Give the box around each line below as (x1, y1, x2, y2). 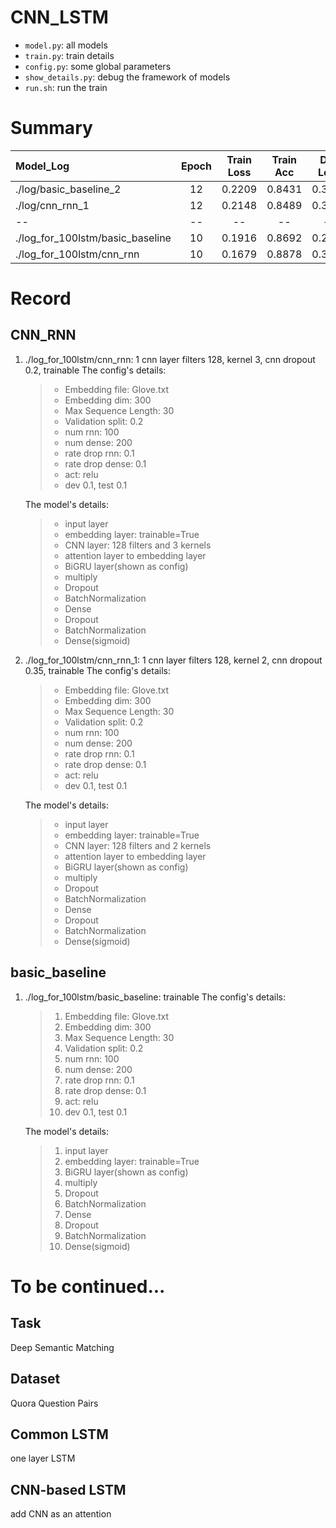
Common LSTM (10, 1426, 109, 1443)
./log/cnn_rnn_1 (15, 198, 90, 212)
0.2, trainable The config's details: (24, 364, 167, 376)
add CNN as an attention (10, 1508, 112, 1520)
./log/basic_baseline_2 (15, 182, 122, 196)
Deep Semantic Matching (10, 1341, 115, 1353)
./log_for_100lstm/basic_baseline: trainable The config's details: (24, 991, 286, 1003)
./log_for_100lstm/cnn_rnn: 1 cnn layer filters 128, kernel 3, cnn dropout (24, 353, 316, 365)
